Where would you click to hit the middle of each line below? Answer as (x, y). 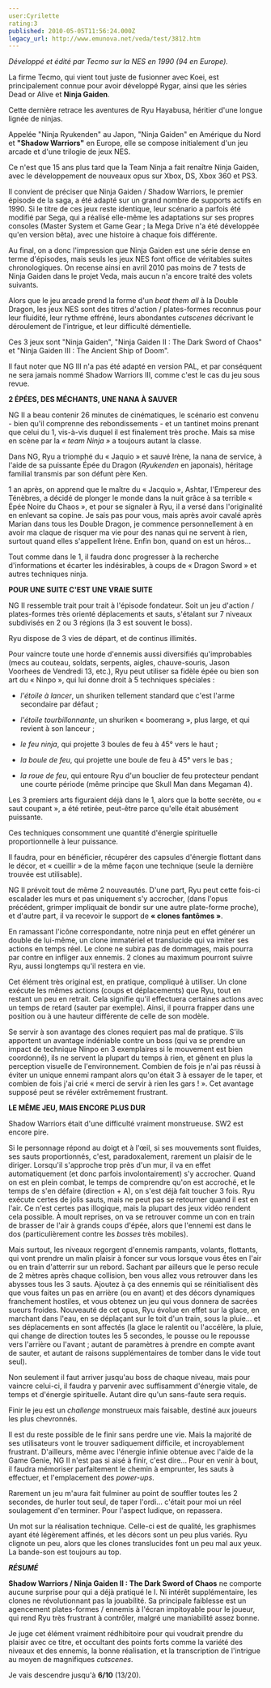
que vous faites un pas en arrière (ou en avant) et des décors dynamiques (132, 1293)
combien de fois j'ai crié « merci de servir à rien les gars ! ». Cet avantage (131, 1083)
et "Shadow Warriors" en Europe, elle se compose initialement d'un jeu (128, 143)
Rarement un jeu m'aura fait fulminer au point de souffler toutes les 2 (123, 1494)
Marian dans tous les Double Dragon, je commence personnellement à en (131, 524)
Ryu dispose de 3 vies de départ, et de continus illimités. (103, 639)
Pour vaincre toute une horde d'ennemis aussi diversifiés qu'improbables (130, 654)
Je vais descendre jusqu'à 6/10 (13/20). (75, 1675)
